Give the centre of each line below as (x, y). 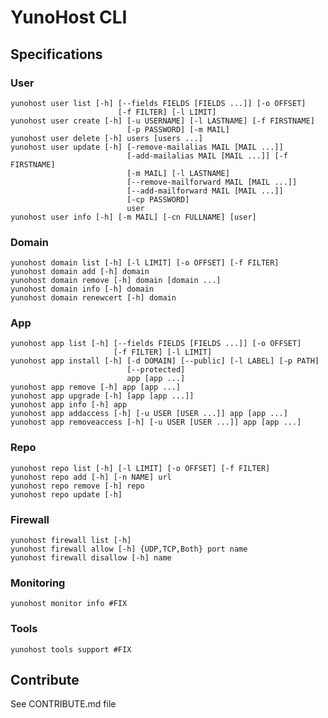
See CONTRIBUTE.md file (63, 704)
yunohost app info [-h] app (69, 405)
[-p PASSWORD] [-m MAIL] (178, 129)
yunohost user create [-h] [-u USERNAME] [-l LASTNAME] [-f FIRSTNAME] (162, 121)
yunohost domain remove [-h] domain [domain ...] (116, 281)
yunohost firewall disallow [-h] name (91, 558)
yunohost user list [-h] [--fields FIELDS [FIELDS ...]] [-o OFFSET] (158, 103)
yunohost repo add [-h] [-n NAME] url (91, 477)
